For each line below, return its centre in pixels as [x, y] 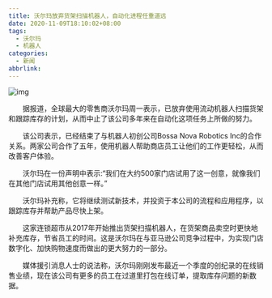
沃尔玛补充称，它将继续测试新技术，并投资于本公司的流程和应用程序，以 [143, 200]
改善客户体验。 [33, 155]
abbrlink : [25, 69]
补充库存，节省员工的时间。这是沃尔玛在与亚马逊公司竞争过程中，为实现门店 [136, 238]
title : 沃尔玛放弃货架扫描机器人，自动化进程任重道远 [87, 16]
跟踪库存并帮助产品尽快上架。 [58, 211]
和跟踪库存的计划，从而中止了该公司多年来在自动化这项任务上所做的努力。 [132, 118]
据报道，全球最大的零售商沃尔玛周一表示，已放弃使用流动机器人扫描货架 [143, 108]
